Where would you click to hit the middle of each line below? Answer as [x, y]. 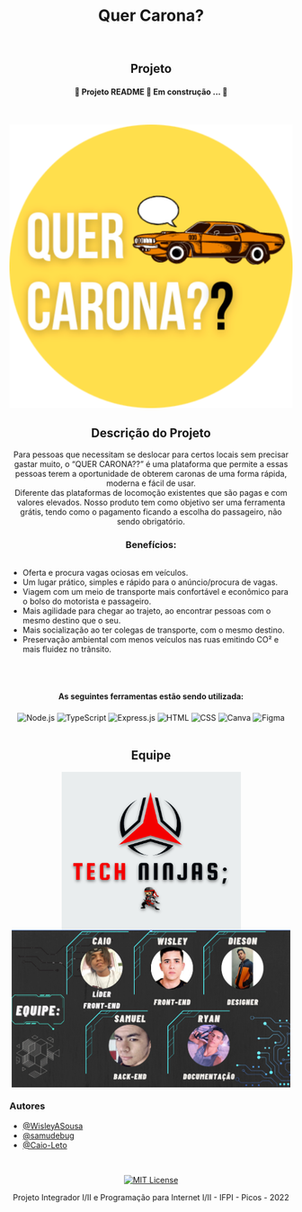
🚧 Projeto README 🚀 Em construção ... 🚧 [151, 92]
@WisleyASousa [53, 1126]
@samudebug [48, 1136]
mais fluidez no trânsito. [67, 649]
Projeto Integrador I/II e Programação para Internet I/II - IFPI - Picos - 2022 [151, 1197]
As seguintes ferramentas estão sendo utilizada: [151, 696]
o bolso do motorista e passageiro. [87, 601]
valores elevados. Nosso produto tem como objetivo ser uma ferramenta [151, 503]
